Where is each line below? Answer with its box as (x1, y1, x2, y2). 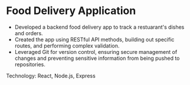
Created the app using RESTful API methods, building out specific (14, 36, 175, 43)
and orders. (14, 29, 43, 36)
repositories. (14, 60, 45, 68)
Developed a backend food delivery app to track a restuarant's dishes (14, 23, 185, 30)
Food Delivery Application (6, 4, 136, 18)
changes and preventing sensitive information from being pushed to (14, 55, 180, 62)
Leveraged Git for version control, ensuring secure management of (14, 48, 178, 55)
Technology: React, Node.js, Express (6, 72, 96, 79)
